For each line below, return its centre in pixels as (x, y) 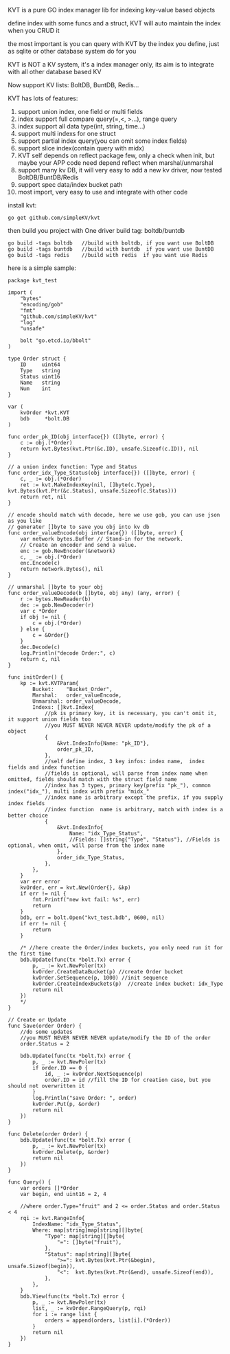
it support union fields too (49, 719)
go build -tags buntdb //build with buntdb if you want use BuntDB (111, 249)
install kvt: (22, 205)
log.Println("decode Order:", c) (68, 653)
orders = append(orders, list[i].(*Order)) (107, 1320)
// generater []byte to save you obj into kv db (79, 527)
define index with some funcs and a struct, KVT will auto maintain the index (114, 23)
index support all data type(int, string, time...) (82, 126)
